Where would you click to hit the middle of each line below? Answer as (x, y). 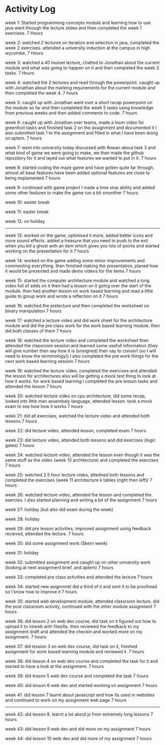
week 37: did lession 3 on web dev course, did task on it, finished (71, 646)
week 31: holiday (22, 553)
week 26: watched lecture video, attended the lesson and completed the (78, 495)
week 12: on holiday (25, 221)
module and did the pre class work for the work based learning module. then (82, 326)
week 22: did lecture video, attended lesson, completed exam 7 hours (76, 430)
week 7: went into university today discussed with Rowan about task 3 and (81, 147)
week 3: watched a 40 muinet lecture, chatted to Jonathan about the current (82, 62)
